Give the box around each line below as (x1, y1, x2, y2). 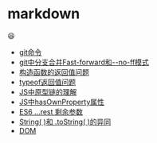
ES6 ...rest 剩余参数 (18, 106, 84, 116)
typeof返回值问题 (18, 77, 77, 87)
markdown (7, 5, 80, 23)
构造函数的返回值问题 (18, 67, 89, 76)
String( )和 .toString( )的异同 (18, 117, 112, 126)
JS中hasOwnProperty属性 (18, 97, 105, 106)
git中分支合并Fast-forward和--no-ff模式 (18, 57, 149, 67)
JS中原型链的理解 (18, 87, 77, 96)
